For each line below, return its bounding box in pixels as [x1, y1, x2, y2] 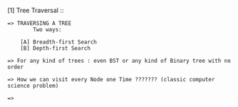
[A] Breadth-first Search [20, 39, 98, 46]
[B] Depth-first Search [20, 45, 91, 52]
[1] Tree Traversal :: [7, 6, 64, 14]
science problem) [7, 82, 59, 89]
